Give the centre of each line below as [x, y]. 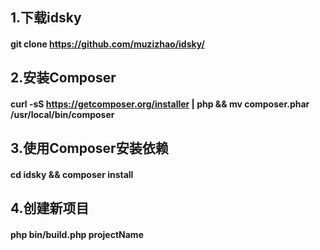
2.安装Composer [63, 78]
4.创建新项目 [50, 208]
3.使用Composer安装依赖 [89, 148]
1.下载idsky [46, 18]
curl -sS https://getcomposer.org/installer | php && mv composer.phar [160, 104]
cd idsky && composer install [72, 174]
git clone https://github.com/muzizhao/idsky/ [107, 44]
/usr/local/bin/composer [62, 114]
